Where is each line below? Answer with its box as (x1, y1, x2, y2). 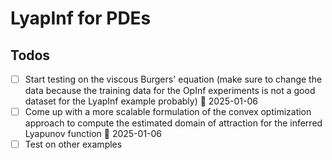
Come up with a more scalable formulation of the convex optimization (24, 106, 312, 118)
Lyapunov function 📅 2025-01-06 (24, 128, 163, 140)
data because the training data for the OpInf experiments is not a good (24, 85, 316, 97)
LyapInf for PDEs (10, 7, 152, 30)
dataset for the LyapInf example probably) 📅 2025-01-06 (24, 95, 258, 107)
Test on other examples (24, 138, 123, 151)
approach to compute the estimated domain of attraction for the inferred (24, 117, 323, 129)
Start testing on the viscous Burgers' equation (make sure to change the (24, 73, 323, 85)
